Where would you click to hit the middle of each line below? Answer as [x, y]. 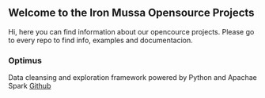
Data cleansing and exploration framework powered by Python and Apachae [132, 78]
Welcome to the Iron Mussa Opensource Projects [131, 13]
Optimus [25, 60]
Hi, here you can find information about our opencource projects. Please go [131, 31]
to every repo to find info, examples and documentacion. [100, 40]
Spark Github [30, 86]
